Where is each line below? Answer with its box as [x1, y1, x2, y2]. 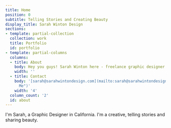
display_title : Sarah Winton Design [5, 21, 83, 27]
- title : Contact [10, 74, 47, 79]
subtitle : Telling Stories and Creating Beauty [5, 17, 108, 22]
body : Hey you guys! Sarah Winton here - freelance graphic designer [14, 64, 165, 69]
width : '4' [14, 88, 38, 93]
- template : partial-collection [5, 31, 74, 36]
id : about [10, 97, 31, 103]
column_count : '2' [10, 93, 49, 98]
